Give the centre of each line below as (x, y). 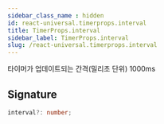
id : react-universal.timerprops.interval (77, 23)
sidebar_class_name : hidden (56, 15)
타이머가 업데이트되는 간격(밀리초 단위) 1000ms (82, 69)
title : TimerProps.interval (54, 30)
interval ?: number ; (40, 112)
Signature (32, 94)
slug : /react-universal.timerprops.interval (82, 45)
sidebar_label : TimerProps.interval (68, 38)
